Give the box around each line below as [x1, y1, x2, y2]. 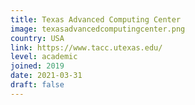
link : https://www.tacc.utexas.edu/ [10, 42, 163, 53]
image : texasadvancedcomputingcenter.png [10, 24, 186, 34]
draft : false [10, 80, 65, 90]
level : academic [10, 52, 78, 62]
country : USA [10, 33, 65, 43]
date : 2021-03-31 [10, 71, 83, 81]
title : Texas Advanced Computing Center [10, 14, 182, 25]
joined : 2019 [10, 61, 65, 71]
